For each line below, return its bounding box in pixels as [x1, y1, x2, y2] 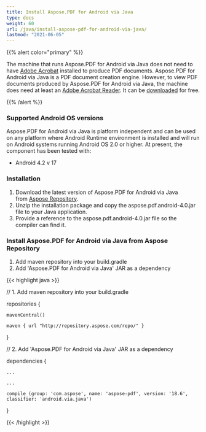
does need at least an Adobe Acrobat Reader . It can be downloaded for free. [6, 87, 200, 94]
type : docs [6, 15, 34, 21]
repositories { [6, 300, 41, 307]
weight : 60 [6, 20, 34, 26]
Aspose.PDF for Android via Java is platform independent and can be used [6, 128, 196, 135]
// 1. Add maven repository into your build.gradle [6, 288, 129, 296]
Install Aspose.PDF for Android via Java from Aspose [6, 236, 168, 245]
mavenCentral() [6, 312, 46, 318]
